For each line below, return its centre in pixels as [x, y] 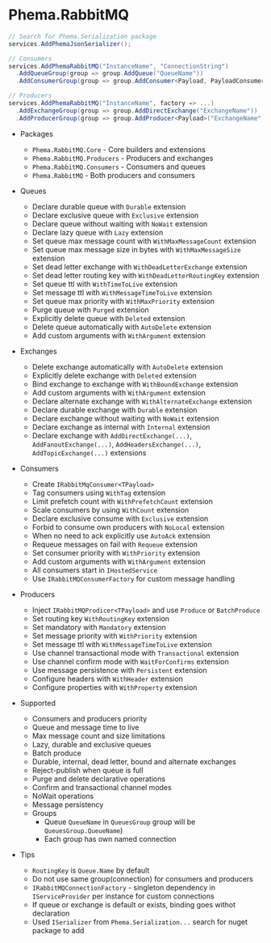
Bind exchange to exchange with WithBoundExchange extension [135, 384]
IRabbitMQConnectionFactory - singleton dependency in [124, 887]
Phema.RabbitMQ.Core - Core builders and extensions [119, 149]
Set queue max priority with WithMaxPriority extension [123, 301]
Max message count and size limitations [98, 736]
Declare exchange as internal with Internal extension [121, 427]
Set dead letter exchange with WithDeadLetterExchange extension [140, 266]
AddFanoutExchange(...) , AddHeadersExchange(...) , [117, 444]
